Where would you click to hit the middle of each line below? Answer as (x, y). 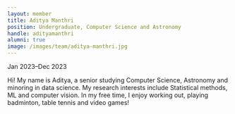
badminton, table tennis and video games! (68, 102)
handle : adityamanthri (41, 33)
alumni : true (26, 40)
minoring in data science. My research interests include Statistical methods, (117, 88)
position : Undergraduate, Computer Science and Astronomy (94, 27)
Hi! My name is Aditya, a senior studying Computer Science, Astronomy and (117, 80)
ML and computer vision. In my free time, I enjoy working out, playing (108, 95)
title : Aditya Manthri (41, 20)
